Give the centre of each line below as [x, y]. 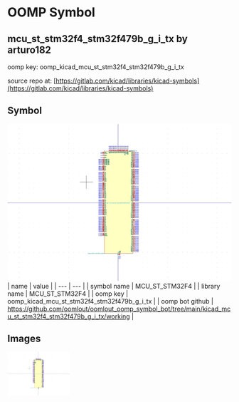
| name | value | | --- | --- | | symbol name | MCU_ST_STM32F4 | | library [114, 286]
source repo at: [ [32, 81]
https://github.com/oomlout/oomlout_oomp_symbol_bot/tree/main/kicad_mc [119, 309]
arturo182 [30, 50]
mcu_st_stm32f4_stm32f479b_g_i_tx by [98, 39]
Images [24, 339]
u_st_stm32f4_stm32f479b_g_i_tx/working [69, 316]
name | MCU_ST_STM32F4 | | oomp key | [68, 294]
